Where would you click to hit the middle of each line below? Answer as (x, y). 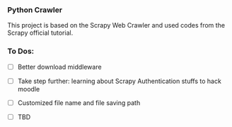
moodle (29, 89)
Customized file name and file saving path (79, 103)
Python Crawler (35, 10)
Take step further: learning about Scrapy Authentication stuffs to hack (119, 81)
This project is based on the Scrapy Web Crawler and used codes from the (116, 26)
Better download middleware (59, 67)
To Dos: (21, 51)
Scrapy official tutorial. (40, 33)
